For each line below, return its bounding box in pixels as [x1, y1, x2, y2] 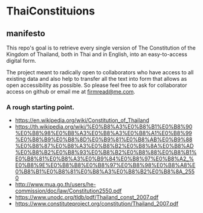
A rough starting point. [6, 103, 74, 111]
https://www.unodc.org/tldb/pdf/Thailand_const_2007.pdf [14, 194, 159, 201]
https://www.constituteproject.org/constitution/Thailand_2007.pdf [14, 200, 179, 208]
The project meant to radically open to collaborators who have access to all [6, 69, 194, 76]
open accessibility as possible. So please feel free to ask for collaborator [6, 81, 187, 89]
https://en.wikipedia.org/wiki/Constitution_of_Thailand [14, 116, 150, 124]
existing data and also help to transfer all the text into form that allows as [6, 75, 187, 82]
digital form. [6, 57, 36, 64]
